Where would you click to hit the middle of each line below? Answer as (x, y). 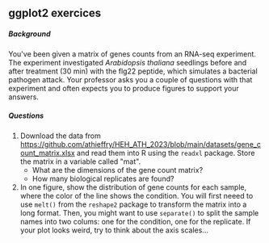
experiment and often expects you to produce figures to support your (124, 89)
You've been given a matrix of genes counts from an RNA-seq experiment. (132, 54)
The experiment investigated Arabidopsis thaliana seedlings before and (128, 63)
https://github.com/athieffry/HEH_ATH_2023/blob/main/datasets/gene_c (140, 145)
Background (29, 34)
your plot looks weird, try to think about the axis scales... (114, 230)
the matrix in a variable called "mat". (80, 161)
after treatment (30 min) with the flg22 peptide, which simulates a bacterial (133, 71)
